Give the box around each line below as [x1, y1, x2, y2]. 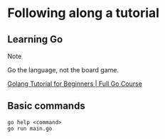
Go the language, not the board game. [7, 66, 119, 74]
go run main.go [7, 125, 53, 132]
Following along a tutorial [7, 5, 160, 21]
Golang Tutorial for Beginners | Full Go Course [7, 79, 142, 88]
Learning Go [7, 33, 63, 45]
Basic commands [7, 100, 85, 112]
